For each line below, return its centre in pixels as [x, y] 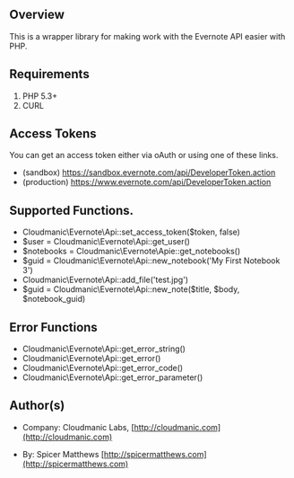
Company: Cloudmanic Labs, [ [78, 427]
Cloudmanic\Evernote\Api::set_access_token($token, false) [131, 232]
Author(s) [37, 406]
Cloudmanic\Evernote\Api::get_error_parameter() [112, 377]
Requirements [49, 74]
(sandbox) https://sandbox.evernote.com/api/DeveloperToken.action [149, 173]
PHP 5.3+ [40, 96]
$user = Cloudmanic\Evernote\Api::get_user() [106, 242]
